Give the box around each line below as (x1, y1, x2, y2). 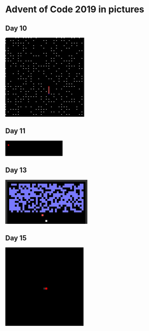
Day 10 (5, 24, 27, 33)
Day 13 (5, 166, 27, 174)
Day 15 (5, 234, 27, 243)
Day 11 (5, 126, 25, 136)
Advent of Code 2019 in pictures (5, 4, 144, 15)
